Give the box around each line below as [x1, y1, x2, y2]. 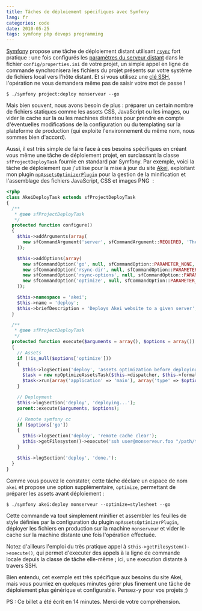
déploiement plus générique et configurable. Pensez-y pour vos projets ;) [6, 586, 188, 594]
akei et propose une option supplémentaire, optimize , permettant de [6, 483, 176, 490]
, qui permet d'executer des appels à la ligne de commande [32, 549, 180, 556]
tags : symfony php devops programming [6, 31, 103, 37]
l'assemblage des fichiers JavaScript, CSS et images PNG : [6, 177, 155, 184]
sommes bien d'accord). [6, 133, 67, 141]
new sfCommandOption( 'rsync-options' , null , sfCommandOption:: [22, 272, 185, 278]
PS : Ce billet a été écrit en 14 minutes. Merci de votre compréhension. [6, 598, 180, 605]
